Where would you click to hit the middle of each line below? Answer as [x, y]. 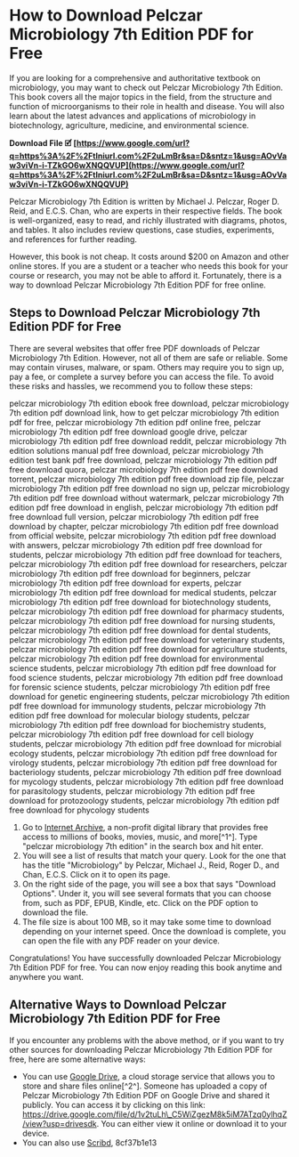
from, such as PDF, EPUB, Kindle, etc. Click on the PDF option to [140, 902]
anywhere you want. [47, 976]
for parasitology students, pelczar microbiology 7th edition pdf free [132, 791]
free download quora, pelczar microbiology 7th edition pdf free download [144, 469]
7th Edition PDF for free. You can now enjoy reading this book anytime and [146, 967]
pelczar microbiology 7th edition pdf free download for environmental [137, 659]
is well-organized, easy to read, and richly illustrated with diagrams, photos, [148, 220]
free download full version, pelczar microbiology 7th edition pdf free [134, 516]
